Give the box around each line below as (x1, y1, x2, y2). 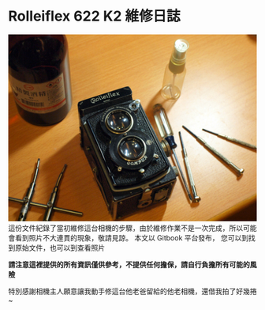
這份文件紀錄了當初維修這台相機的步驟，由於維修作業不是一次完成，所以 (8, 223, 243, 232)
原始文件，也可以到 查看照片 (14, 243, 105, 252)
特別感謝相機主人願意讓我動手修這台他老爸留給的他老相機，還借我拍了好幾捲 (8, 286, 257, 296)
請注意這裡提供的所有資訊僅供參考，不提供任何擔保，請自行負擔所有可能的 (8, 259, 250, 269)
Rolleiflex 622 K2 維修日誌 (8, 7, 181, 25)
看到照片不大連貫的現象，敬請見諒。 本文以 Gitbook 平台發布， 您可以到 (14, 232, 249, 242)
